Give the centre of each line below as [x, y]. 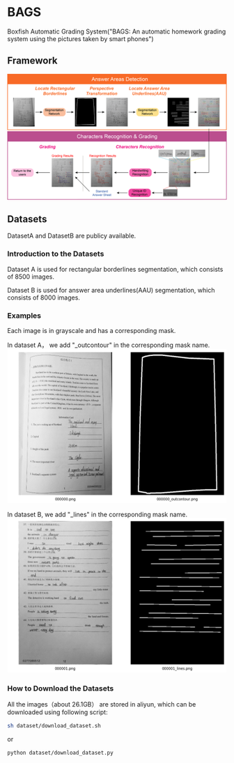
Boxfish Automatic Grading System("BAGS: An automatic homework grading [117, 31]
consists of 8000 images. [44, 298]
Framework [32, 61]
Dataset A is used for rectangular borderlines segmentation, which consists [115, 269]
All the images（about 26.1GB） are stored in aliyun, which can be [102, 704]
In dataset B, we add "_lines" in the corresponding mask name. [97, 515]
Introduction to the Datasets [56, 254]
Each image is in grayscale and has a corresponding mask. [92, 331]
